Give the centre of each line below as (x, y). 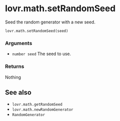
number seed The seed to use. (42, 54)
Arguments (19, 43)
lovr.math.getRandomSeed (37, 105)
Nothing (13, 77)
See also (18, 92)
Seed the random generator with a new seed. (50, 22)
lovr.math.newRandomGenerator (43, 110)
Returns (15, 66)
